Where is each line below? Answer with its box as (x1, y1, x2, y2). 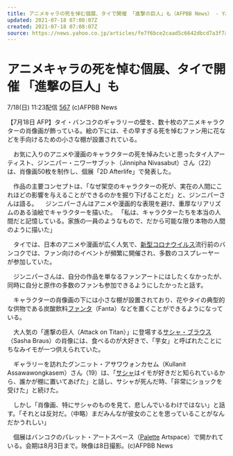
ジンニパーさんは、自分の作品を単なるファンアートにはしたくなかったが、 (12, 272, 225, 281)
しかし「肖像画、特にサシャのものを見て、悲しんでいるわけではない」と (12, 400, 220, 409)
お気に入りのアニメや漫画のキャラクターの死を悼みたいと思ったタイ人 (12, 150, 214, 158)
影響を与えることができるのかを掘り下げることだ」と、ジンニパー (31, 191, 220, 199)
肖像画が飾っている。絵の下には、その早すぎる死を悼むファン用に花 (25, 126, 220, 135)
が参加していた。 (7, 257, 56, 266)
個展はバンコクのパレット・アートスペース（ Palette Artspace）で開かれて (12, 433, 224, 441)
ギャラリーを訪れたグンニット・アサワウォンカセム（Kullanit (12, 360, 187, 369)
